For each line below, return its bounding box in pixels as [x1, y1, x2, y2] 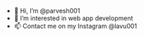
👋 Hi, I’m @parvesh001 [13, 7, 80, 15]
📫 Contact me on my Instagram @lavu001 [13, 22, 138, 30]
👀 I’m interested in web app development [13, 14, 133, 22]
